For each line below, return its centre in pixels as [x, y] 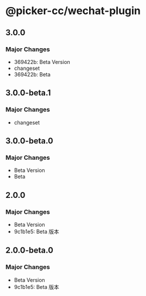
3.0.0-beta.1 [28, 93]
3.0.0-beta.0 [29, 141]
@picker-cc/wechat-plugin [73, 11]
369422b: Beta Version [42, 62]
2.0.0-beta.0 [29, 250]
